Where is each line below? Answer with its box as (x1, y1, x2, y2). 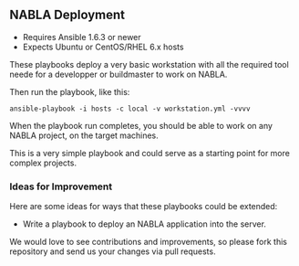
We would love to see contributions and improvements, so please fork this (9, 237, 287, 248)
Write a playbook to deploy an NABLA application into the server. (22, 218, 267, 229)
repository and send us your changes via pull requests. (9, 246, 216, 257)
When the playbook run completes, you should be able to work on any (9, 120, 273, 131)
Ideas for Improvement (9, 180, 113, 193)
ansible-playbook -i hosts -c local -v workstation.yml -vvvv (9, 104, 251, 113)
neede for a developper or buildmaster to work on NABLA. (9, 69, 228, 80)
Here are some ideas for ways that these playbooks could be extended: (9, 201, 278, 212)
